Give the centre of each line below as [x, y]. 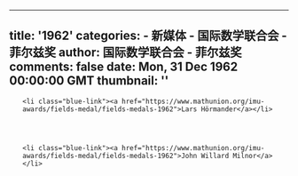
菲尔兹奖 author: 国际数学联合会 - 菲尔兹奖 [125, 53]
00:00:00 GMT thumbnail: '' [89, 81]
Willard [215, 156]
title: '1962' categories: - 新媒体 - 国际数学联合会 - [148, 36]
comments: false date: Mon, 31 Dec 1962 [123, 67]
